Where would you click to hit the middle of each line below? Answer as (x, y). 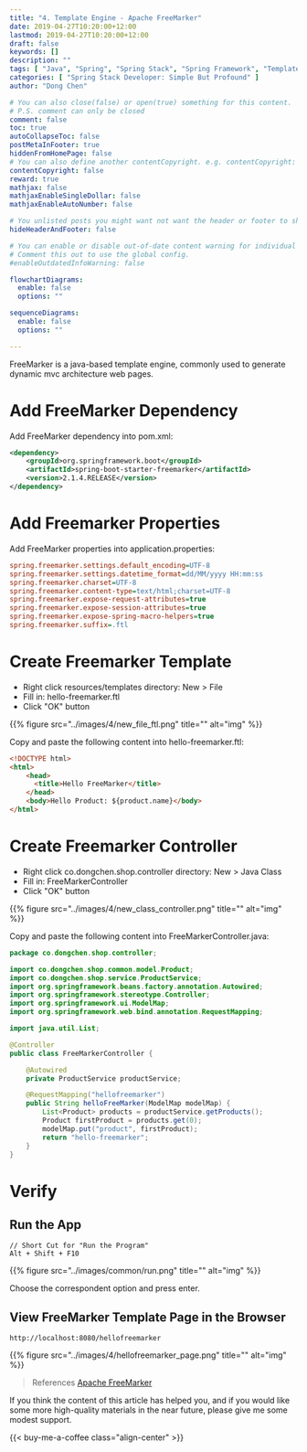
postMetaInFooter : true (55, 145)
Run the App (46, 1225)
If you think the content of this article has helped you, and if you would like (150, 1401)
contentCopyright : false (57, 170)
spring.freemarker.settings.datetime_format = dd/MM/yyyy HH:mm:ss (136, 574)
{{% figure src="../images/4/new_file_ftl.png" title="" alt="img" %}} (136, 724)
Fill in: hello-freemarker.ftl (71, 697)
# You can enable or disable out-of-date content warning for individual (153, 246)
